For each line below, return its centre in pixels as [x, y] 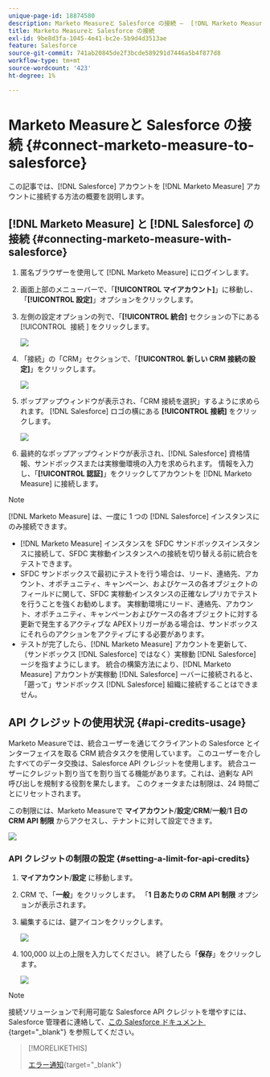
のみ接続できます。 [40, 526]
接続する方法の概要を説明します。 [92, 196]
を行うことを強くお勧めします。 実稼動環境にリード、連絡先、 [123, 604]
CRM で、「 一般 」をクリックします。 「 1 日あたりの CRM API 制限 [127, 895]
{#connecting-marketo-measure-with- [132, 239]
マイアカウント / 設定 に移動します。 [78, 877]
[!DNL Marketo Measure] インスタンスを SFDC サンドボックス [122, 543]
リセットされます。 [54, 794]
